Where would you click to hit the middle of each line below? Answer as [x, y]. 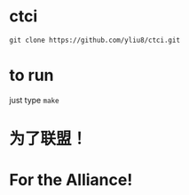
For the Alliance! [71, 180]
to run [32, 75]
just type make [34, 100]
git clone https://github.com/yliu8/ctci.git [94, 40]
